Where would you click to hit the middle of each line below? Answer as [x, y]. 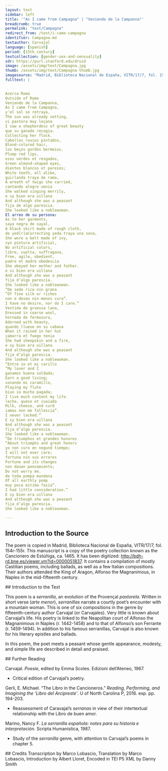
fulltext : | [17, 80]
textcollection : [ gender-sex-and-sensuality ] [53, 56]
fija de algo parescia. [30, 205]
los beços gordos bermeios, [34, 149]
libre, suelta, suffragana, [34, 252]
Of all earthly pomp [27, 481]
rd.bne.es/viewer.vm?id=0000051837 [43, 561]
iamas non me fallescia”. [32, 411]
